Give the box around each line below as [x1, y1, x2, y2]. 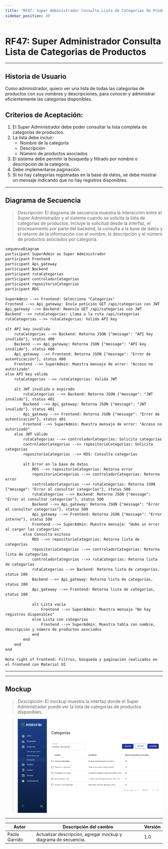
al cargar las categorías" [5, 527, 61, 532]
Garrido [7, 836, 23, 842]
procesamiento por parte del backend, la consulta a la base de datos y [17, 225, 163, 231]
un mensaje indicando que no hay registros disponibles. [12, 177, 128, 183]
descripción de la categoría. [12, 161, 70, 167]
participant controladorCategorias [5, 276, 79, 281]
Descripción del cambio [62, 824, 113, 830]
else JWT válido [14, 432, 48, 437]
